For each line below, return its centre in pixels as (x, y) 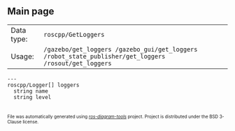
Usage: (22, 56)
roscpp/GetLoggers (74, 34)
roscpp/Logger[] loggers (43, 85)
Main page (31, 11)
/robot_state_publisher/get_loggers (105, 56)
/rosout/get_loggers (78, 63)
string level (33, 97)
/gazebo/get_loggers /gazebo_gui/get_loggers (121, 49)
